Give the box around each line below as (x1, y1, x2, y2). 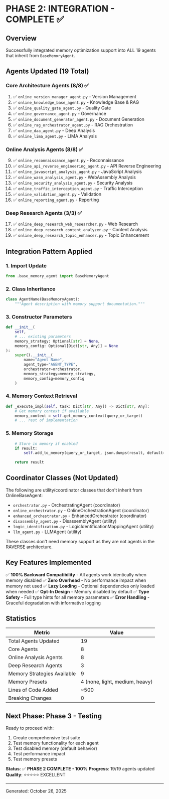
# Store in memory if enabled (15, 441, 78, 446)
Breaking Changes (8, 695, 52, 702)
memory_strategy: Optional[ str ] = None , (15, 339, 100, 344)
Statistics (6, 614, 37, 623)
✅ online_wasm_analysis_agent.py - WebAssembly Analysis (13, 174, 136, 180)
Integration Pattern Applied (6, 247, 93, 256)
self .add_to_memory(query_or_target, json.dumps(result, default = (24, 450, 165, 455)
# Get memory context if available (15, 408, 89, 414)
